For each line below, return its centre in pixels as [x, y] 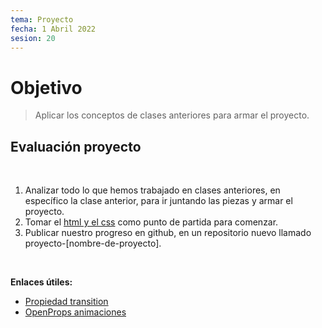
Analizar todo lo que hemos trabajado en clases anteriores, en [152, 190]
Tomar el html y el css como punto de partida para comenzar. [151, 222]
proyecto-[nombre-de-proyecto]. [93, 243]
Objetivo [46, 87]
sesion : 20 [33, 38]
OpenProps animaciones [75, 312]
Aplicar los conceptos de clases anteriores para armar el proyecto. [172, 115]
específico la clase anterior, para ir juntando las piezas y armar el [158, 201]
